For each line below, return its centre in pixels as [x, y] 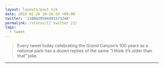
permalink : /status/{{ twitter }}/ [41, 23]
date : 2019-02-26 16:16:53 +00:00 [40, 14]
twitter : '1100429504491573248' [38, 18]
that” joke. [27, 56]
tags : [10, 27]
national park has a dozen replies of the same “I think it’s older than [85, 51]
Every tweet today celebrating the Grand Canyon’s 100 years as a [83, 46]
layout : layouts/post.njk [31, 9]
